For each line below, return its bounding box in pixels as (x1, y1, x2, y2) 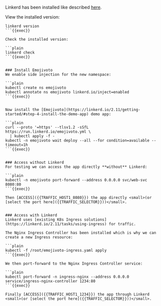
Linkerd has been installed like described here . (5, 5, 102, 10)
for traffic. (109, 222, 136, 227)
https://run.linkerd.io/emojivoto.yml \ (5, 129, 92, 134)
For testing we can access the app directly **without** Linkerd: (5, 164, 147, 169)
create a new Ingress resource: (5, 235, 73, 240)
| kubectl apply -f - (10, 134, 55, 139)
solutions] (84, 217, 107, 222)
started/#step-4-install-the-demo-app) (5, 112, 89, 117)
